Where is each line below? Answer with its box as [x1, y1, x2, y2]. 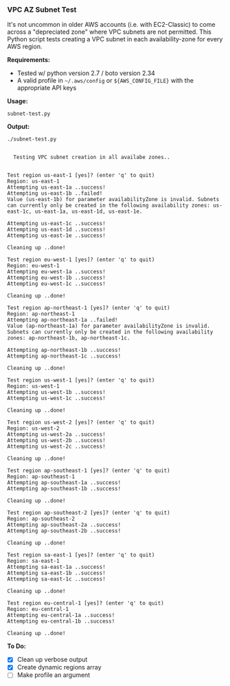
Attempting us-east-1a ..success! [7, 184, 106, 191]
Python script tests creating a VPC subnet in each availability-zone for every [7, 35, 223, 43]
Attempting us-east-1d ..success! [7, 226, 106, 233]
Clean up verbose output [16, 656, 88, 664]
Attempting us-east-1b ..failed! [7, 190, 103, 197]
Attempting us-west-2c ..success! [7, 443, 106, 450]
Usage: [7, 97, 29, 105]
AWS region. [7, 43, 43, 51]
